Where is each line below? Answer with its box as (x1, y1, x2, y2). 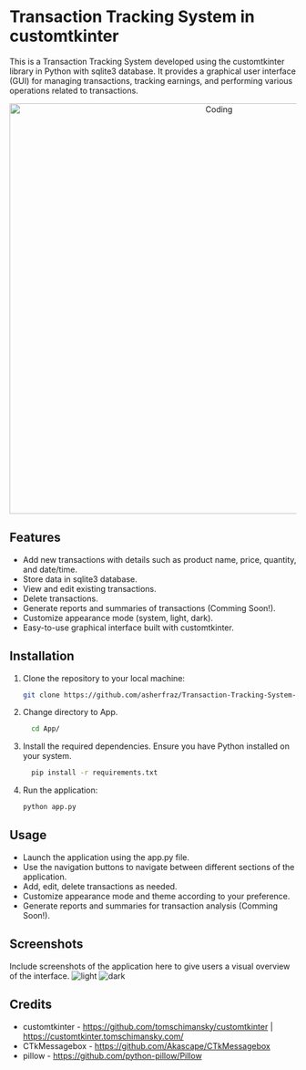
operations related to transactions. (9, 85, 138, 96)
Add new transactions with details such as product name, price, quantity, (22, 554, 297, 565)
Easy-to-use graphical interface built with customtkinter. (22, 622, 234, 633)
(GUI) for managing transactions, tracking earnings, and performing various (9, 75, 293, 86)
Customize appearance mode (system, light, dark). (22, 612, 214, 623)
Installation (9, 649, 75, 664)
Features (9, 530, 61, 545)
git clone (22, 691, 61, 700)
